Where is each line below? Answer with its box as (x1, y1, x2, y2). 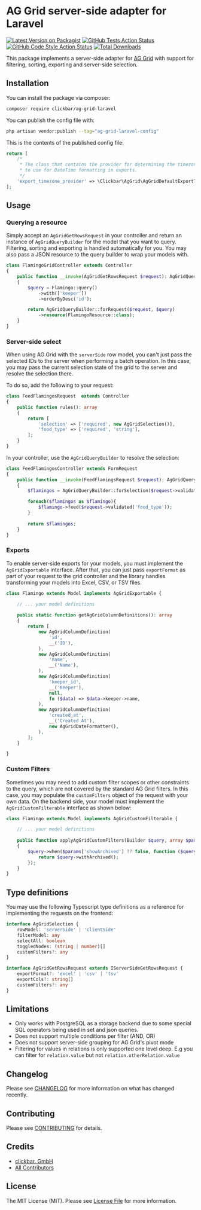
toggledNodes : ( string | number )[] (17, 943, 106, 949)
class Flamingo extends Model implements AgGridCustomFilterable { (6, 815, 178, 821)
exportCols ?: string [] (17, 976, 74, 983)
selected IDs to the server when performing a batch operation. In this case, (6, 357, 191, 365)
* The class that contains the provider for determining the (19, 161, 175, 168)
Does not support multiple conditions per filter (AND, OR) (14, 1032, 156, 1040)
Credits (6, 1142, 35, 1152)
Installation (6, 78, 49, 88)
